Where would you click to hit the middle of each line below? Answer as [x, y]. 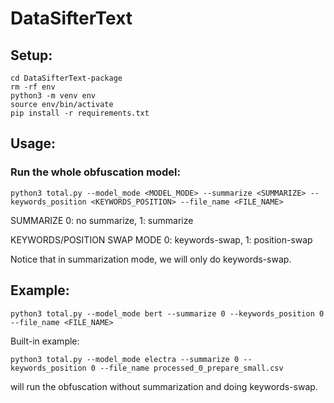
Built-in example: [45, 341]
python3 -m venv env [53, 96]
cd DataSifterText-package [66, 78]
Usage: [33, 143]
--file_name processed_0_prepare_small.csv [191, 368]
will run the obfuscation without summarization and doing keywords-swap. [164, 386]
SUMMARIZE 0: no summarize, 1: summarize [102, 220]
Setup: [31, 55]
